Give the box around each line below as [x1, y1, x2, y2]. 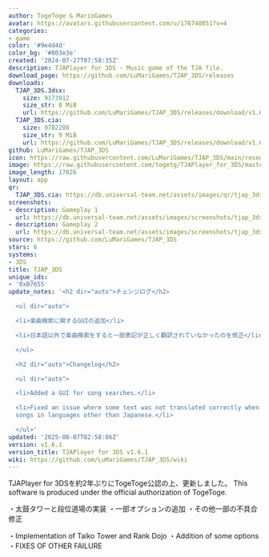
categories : [8, 26, 48, 35]
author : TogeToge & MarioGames [8, 11, 113, 20]
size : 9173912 [22, 94, 70, 102]
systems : [8, 250, 38, 258]
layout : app [8, 176, 48, 185]
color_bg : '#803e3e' [8, 49, 78, 57]
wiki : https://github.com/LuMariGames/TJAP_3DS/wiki [8, 455, 188, 464]
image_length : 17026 [8, 169, 78, 177]
